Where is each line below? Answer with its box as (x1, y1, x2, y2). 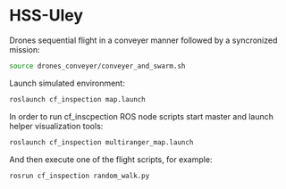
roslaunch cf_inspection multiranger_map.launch (9, 137, 194, 147)
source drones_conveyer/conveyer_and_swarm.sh (9, 62, 186, 70)
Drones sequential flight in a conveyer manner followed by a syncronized (9, 35, 278, 45)
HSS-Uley (9, 5, 83, 26)
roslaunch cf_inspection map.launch (9, 94, 146, 103)
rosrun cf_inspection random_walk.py (9, 171, 150, 180)
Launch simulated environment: (9, 78, 125, 88)
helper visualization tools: (9, 120, 104, 131)
